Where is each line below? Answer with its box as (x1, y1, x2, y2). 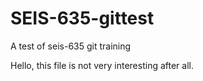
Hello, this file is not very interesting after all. (10, 59, 194, 71)
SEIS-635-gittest (10, 7, 155, 30)
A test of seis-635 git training (10, 40, 132, 52)
